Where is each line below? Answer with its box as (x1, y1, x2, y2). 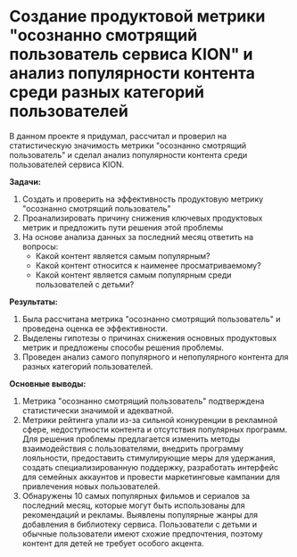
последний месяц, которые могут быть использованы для (21, 500, 245, 511)
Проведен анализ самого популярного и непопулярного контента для (21, 351, 289, 362)
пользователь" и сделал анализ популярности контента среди (9, 149, 248, 160)
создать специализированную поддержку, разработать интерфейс (21, 461, 279, 472)
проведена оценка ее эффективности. (21, 323, 168, 334)
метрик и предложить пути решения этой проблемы (21, 221, 224, 233)
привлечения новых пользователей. (21, 480, 161, 492)
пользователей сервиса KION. (9, 159, 125, 170)
